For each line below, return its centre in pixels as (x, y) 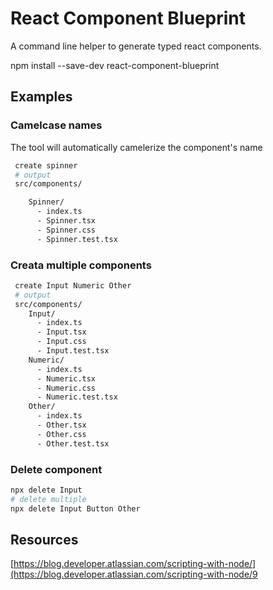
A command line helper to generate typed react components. (136, 46)
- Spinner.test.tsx (77, 239)
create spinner (46, 165)
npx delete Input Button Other (75, 508)
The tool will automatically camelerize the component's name (136, 147)
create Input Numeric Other (73, 285)
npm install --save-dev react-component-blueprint (115, 65)
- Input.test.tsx (73, 351)
